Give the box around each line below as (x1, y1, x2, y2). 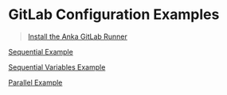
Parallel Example (8, 78, 63, 87)
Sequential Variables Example (8, 62, 106, 72)
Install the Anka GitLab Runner (27, 32, 127, 41)
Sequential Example (8, 47, 73, 56)
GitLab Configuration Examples (8, 6, 220, 24)
